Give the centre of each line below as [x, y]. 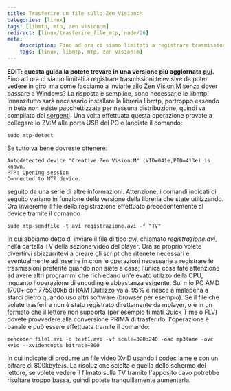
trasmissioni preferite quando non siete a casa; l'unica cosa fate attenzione [113, 268]
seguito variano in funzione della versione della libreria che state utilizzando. [115, 199]
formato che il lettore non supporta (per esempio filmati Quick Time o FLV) [112, 312]
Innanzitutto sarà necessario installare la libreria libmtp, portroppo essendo [113, 101]
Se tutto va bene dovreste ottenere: [57, 148]
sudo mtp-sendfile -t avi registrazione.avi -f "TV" [84, 226]
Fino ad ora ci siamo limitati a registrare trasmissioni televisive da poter [108, 78]
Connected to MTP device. [44, 179]
